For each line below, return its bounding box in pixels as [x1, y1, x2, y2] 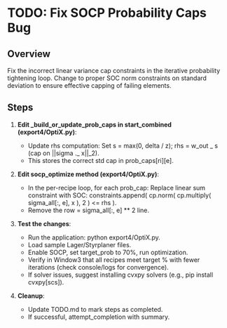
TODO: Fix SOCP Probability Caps [7, 5, 207, 21]
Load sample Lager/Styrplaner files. [27, 240, 132, 249]
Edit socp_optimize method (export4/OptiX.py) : [17, 170, 160, 178]
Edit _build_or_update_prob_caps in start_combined [17, 120, 172, 129]
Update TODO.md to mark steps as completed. [27, 305, 163, 313]
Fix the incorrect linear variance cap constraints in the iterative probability [7, 67, 221, 74]
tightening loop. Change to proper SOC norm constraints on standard [7, 74, 207, 82]
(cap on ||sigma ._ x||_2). [27, 149, 99, 157]
